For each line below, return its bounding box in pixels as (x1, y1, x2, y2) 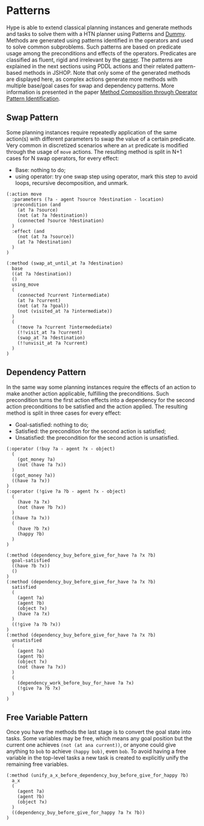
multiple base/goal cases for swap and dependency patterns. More (6, 82, 175, 89)
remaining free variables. (6, 761, 69, 768)
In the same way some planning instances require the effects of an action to (6, 383, 196, 390)
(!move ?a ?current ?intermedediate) (17, 324, 113, 330)
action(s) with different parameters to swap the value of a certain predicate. (6, 135, 196, 142)
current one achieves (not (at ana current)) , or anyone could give (6, 741, 176, 749)
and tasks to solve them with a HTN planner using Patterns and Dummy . (6, 30, 186, 37)
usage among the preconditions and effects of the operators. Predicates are (6, 49, 197, 57)
